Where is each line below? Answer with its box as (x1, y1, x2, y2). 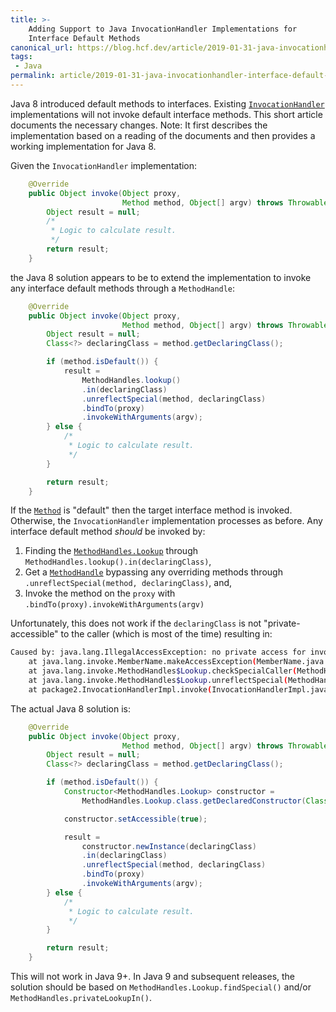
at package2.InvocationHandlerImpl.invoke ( (28, 684, 213, 695)
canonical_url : (10, 42, 74, 53)
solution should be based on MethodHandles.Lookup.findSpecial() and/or (10, 981, 312, 993)
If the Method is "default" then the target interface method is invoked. (10, 504, 293, 516)
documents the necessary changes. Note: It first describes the (10, 119, 268, 131)
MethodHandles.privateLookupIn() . (10, 992, 152, 1003)
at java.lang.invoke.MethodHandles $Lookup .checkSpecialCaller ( (28, 666, 298, 676)
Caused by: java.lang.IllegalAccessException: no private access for (10, 647, 307, 658)
